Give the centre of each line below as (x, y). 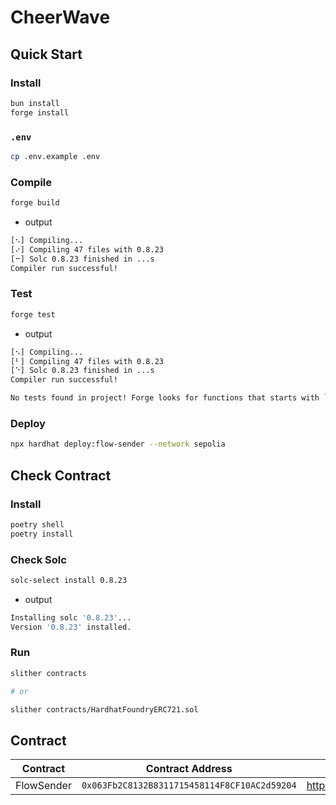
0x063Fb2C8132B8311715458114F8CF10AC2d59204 (189, 785)
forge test (33, 314)
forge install (40, 112)
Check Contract (61, 475)
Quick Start (46, 54)
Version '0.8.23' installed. (71, 627)
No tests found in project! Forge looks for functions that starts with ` (169, 398)
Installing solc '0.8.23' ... (71, 617)
